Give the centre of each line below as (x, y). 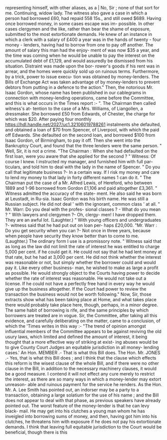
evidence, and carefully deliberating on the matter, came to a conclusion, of (83, 321)
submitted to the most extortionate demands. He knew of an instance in (79, 34)
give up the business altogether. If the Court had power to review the (76, 289)
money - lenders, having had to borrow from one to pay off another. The (79, 45)
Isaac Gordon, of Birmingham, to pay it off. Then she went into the (73, 140)
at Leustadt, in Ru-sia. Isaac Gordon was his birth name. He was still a (77, 199)
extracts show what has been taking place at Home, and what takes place (81, 299)
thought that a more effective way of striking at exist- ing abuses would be (82, 342)
